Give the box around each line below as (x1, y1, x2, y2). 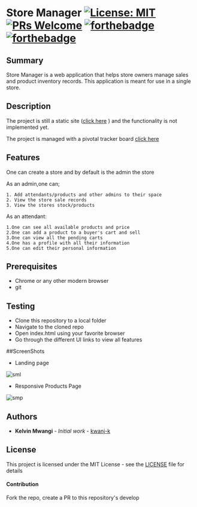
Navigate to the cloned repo (14, 324, 84, 331)
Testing (6, 301, 35, 311)
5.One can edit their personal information (6, 245, 117, 251)
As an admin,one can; (6, 180, 60, 187)
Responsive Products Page (14, 382, 82, 390)
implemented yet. (6, 123, 49, 131)
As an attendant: (6, 213, 47, 220)
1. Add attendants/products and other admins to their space (6, 192, 162, 198)
